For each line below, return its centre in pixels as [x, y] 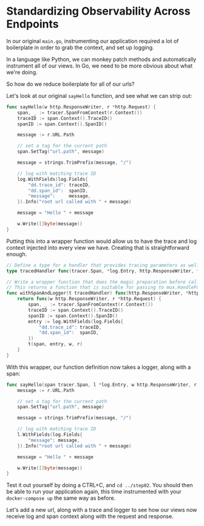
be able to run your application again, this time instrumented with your [94, 492]
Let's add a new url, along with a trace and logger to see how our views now [102, 510]
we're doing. [22, 72]
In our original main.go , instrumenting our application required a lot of [93, 41]
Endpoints [32, 24]
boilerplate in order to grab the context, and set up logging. [80, 47]
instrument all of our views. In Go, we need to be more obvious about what [100, 66]
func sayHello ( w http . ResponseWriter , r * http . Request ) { [81, 107]
